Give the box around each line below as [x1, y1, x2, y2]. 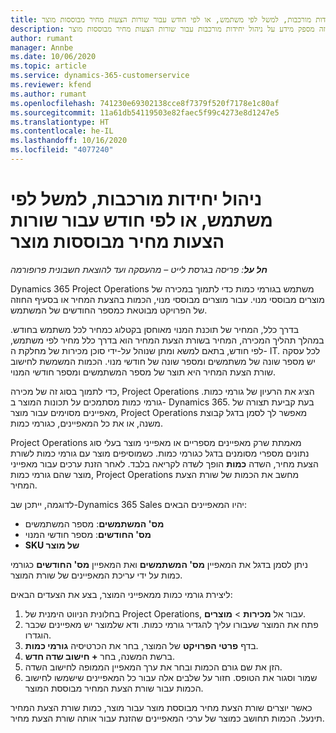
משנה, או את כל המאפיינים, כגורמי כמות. [10, 417, 164, 429]
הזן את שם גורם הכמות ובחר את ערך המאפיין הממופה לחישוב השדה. [24, 661, 283, 673]
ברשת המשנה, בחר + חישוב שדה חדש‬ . [24, 650, 176, 662]
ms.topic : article [10, 61, 87, 71]
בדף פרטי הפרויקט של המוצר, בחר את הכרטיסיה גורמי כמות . [24, 639, 259, 651]
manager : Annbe [10, 42, 74, 53]
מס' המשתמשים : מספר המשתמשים [24, 517, 165, 530]
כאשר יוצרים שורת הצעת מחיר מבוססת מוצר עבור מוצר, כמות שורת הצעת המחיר [10, 701, 313, 713]
